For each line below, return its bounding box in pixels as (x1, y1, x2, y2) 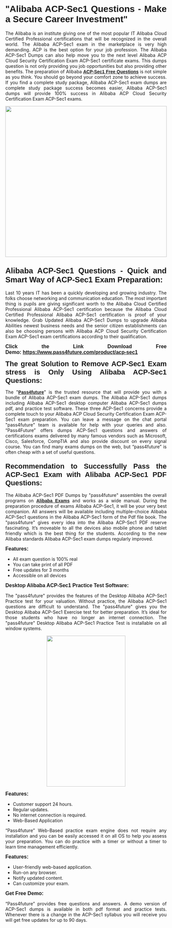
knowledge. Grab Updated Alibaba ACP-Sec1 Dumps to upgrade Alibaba (5, 317, 167, 323)
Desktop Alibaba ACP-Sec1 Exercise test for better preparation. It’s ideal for (5, 609, 167, 615)
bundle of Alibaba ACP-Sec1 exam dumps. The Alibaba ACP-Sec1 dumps (5, 394, 167, 400)
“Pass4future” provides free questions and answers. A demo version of (5, 901, 167, 907)
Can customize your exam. (12, 880, 70, 887)
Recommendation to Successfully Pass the (5, 461, 167, 471)
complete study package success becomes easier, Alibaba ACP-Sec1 (5, 85, 167, 91)
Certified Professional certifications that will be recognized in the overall (5, 35, 167, 42)
